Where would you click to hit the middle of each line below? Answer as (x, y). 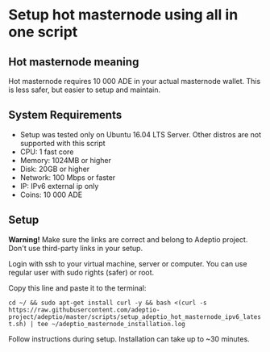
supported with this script (63, 143)
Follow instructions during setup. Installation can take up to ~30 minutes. (129, 339)
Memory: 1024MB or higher (65, 160)
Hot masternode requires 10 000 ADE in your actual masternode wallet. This (135, 81)
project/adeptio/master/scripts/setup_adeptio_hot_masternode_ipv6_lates (135, 316)
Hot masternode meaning (74, 62)
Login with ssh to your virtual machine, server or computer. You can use (128, 263)
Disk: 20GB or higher (55, 169)
